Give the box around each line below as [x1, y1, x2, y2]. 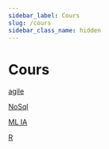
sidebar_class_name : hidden [8, 26, 102, 34]
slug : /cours [8, 19, 52, 27]
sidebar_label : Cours [8, 11, 80, 20]
